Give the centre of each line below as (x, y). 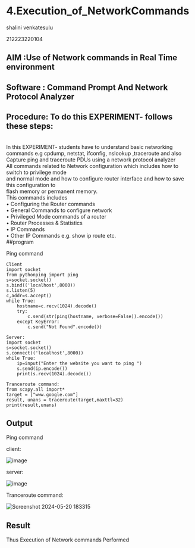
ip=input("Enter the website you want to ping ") (80, 363)
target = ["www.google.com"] (42, 394)
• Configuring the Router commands (51, 204)
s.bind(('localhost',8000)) (41, 285)
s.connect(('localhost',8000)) (45, 353)
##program (20, 242)
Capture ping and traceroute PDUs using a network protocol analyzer (91, 160)
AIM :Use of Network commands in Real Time (92, 58)
